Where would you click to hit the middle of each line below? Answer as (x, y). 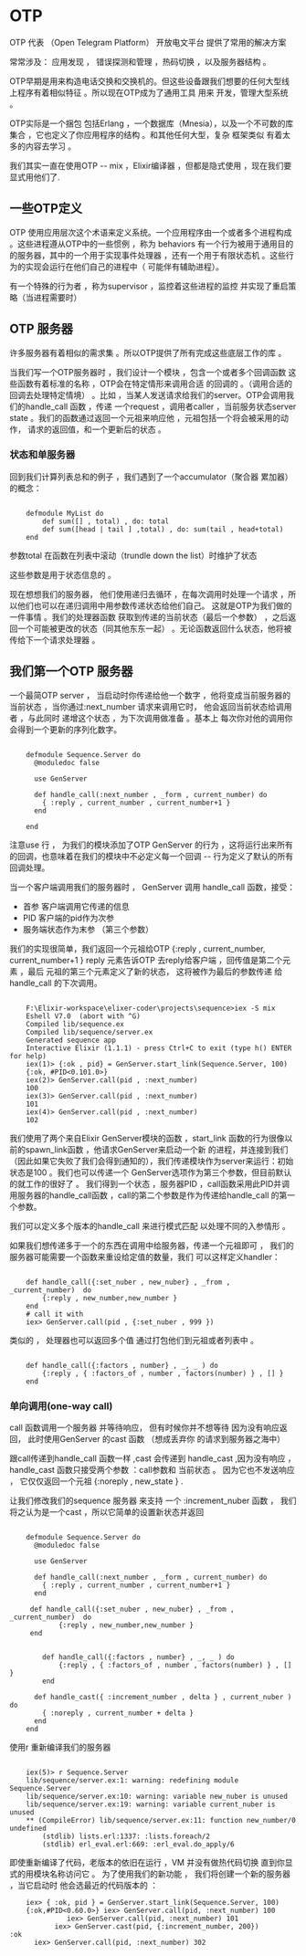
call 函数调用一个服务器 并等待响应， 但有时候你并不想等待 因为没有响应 (145, 1427)
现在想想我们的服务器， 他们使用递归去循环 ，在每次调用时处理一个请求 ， (149, 594)
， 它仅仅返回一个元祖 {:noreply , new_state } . (96, 1481)
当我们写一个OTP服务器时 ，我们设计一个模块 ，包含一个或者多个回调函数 (148, 372)
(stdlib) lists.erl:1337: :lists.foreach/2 (126, 1836)
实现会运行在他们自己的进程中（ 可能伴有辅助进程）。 (124, 267)
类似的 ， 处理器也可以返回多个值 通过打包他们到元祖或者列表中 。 (134, 1340)
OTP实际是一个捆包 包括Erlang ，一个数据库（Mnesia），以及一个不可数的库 (152, 123)
